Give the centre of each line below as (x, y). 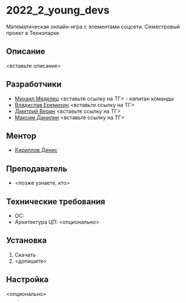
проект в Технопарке (33, 32)
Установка (27, 241)
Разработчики (34, 84)
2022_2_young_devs (58, 10)
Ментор (21, 136)
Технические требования (56, 201)
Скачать (25, 255)
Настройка (27, 280)
